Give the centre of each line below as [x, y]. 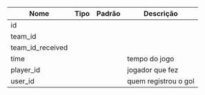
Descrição [161, 13]
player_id [25, 70]
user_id [22, 81]
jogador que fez [153, 70]
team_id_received [39, 47]
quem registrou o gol [161, 81]
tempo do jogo [151, 59]
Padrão [108, 13]
